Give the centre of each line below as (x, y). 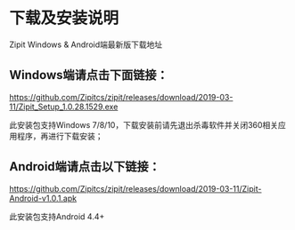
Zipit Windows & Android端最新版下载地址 (86, 44)
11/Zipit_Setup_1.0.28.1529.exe (64, 107)
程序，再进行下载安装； (60, 136)
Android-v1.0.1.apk (43, 198)
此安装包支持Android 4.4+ (57, 216)
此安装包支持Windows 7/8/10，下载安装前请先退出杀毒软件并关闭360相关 (144, 124)
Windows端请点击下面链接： (89, 75)
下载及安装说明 (64, 18)
